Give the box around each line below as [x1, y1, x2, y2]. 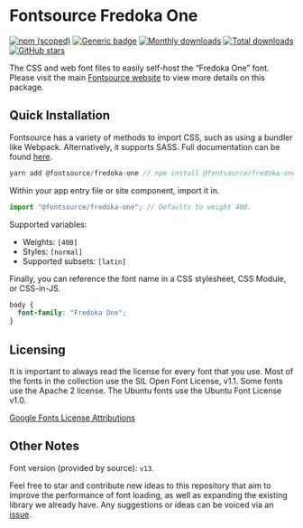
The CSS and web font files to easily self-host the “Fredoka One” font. [9, 62, 270, 73]
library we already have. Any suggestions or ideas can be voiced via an [9, 499, 274, 510]
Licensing [9, 342, 66, 357]
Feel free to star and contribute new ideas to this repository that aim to [9, 480, 271, 491]
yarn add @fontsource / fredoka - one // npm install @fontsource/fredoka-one [9, 168, 297, 177]
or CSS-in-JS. [9, 282, 61, 294]
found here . [9, 151, 52, 162]
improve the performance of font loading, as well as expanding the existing [9, 489, 289, 500]
